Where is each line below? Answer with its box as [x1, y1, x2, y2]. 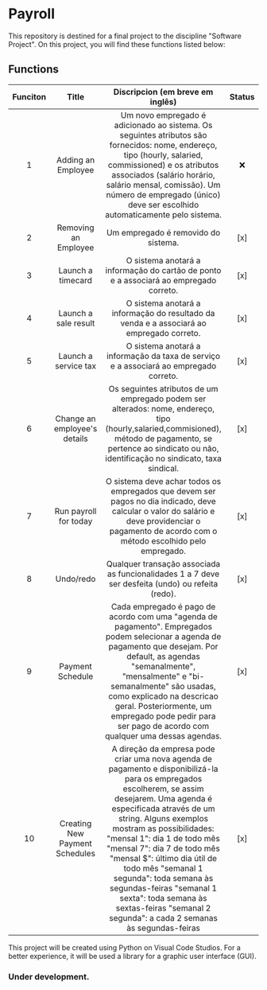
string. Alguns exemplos [118, 813, 209, 824]
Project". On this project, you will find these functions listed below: [8, 39, 226, 49]
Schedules [55, 848, 95, 859]
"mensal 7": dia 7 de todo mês [106, 843, 220, 854]
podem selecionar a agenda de [105, 630, 222, 641]
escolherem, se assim [122, 783, 204, 794]
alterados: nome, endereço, [112, 403, 215, 414]
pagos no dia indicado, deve [110, 495, 216, 506]
